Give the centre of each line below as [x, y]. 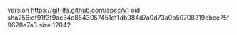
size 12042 [55, 25]
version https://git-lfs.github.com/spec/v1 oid [74, 10]
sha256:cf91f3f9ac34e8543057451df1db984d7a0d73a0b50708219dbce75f [118, 17]
